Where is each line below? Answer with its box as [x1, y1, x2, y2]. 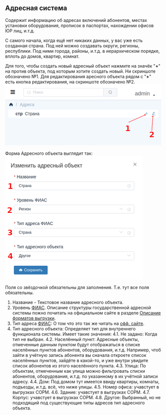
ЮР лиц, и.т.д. [5, 27, 35, 34]
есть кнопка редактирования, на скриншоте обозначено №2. [5, 79, 135, 85]
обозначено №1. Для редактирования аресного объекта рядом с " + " [5, 73, 152, 79]
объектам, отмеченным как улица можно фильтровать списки [12, 368, 145, 374]
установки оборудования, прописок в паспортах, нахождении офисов [5, 22, 154, 28]
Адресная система [5, 4, 67, 12]
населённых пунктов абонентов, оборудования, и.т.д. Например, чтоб [12, 347, 161, 353]
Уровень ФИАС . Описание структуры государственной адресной [12, 305, 151, 311]
